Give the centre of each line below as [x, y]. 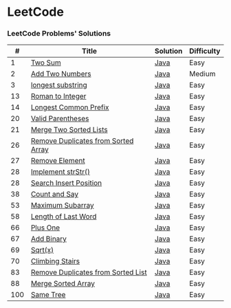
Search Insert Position [66, 183]
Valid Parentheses [60, 119]
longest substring [59, 85]
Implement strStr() [60, 172]
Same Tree [48, 295]
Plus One [45, 228]
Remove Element [58, 161]
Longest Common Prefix [70, 107]
